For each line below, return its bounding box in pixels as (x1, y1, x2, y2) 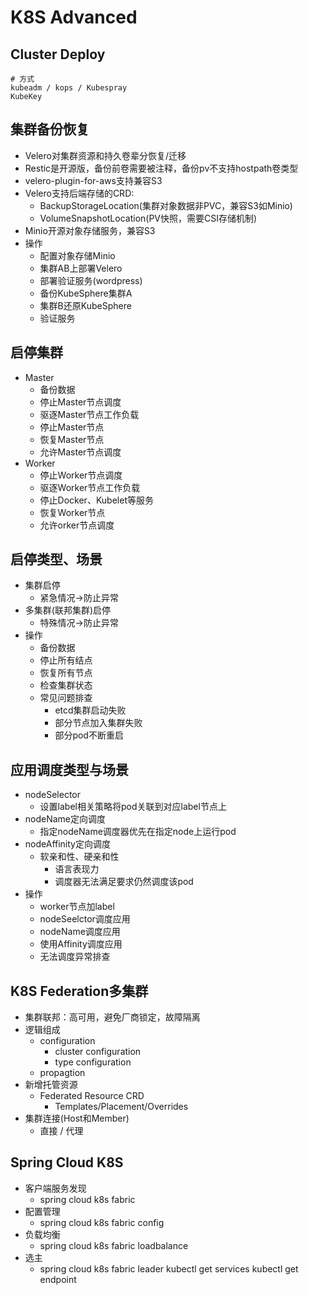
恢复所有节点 (39, 667, 93, 679)
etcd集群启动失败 (54, 704, 127, 716)
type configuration (54, 1056, 132, 1068)
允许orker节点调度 (39, 519, 115, 531)
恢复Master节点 (39, 433, 105, 445)
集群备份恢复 (10, 121, 90, 138)
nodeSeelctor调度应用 (39, 913, 131, 925)
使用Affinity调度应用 (39, 938, 123, 950)
